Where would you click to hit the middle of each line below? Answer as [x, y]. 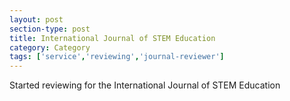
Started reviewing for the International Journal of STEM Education [145, 85]
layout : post [36, 19]
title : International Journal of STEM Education [112, 38]
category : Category [50, 47]
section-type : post [50, 29]
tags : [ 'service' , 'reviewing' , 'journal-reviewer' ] [117, 57]
